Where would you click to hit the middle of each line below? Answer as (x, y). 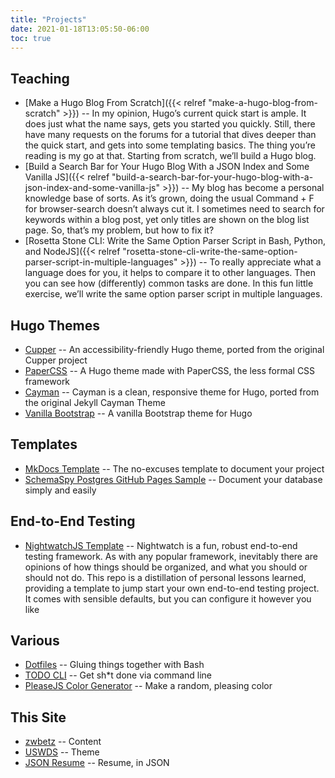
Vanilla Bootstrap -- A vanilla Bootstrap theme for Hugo (138, 413)
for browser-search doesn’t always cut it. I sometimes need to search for (174, 209)
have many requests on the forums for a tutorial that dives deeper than (170, 135)
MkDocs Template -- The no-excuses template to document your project (174, 468)
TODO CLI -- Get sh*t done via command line (118, 675)
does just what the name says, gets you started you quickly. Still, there (170, 124)
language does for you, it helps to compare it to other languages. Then (170, 273)
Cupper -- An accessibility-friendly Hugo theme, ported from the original (174, 349)
